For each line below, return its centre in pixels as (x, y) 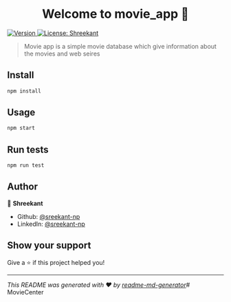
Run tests (28, 149)
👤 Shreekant (25, 203)
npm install (24, 91)
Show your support (49, 245)
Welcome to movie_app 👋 (115, 14)
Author (22, 187)
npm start (21, 128)
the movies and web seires (62, 54)
